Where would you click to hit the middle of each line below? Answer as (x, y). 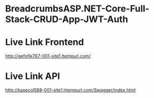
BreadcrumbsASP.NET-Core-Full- (77, 9)
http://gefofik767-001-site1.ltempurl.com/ (48, 56)
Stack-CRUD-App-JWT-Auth (67, 19)
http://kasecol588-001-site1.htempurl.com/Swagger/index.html (70, 90)
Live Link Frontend (45, 42)
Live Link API (33, 76)
